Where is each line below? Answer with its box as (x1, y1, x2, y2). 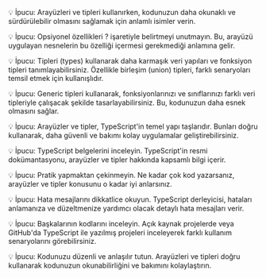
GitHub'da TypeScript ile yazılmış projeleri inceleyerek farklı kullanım (8, 228, 233, 237)
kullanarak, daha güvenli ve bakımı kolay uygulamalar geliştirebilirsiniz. (8, 131, 240, 140)
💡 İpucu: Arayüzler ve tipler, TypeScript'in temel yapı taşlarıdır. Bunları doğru (8, 122, 258, 131)
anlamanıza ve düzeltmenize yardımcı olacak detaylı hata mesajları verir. (8, 203, 245, 213)
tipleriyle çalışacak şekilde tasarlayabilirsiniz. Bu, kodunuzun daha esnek (8, 98, 246, 107)
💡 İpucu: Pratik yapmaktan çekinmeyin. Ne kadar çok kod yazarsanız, (8, 171, 235, 180)
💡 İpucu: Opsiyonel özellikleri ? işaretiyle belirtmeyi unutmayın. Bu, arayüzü (8, 32, 253, 41)
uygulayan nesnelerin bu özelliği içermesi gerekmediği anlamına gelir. (8, 41, 236, 50)
